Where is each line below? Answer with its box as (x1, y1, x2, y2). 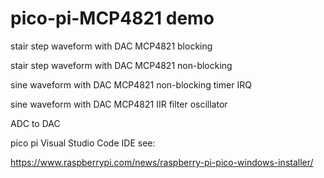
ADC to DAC (10, 117, 61, 129)
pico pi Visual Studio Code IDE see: (10, 137, 156, 149)
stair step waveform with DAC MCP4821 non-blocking (10, 59, 233, 71)
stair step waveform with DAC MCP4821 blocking (10, 40, 213, 52)
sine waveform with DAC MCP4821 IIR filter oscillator (10, 98, 228, 110)
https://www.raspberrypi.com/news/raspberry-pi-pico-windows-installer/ (10, 156, 314, 168)
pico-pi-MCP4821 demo (10, 7, 215, 30)
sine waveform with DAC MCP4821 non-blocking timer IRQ (10, 78, 252, 91)
